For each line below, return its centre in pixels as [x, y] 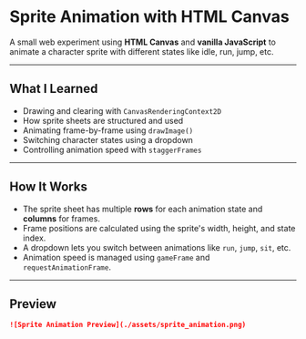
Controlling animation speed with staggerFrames [112, 149]
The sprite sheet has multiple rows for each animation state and [143, 209]
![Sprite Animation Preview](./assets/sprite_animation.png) [128, 325]
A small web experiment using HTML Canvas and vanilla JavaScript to [143, 42]
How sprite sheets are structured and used [103, 120]
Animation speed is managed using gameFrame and [116, 257]
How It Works [49, 187]
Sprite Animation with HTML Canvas [149, 17]
